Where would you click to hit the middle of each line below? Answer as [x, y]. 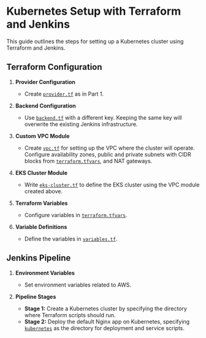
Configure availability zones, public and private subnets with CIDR [108, 154]
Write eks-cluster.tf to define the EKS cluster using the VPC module [112, 185]
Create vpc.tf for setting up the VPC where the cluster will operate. [109, 148]
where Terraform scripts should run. [70, 315]
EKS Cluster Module [41, 172]
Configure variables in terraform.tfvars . [76, 215]
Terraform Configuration [54, 67]
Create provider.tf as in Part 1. [64, 94]
